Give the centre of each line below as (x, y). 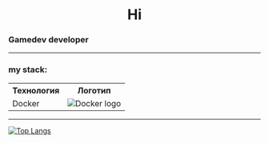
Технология (36, 90)
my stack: (28, 70)
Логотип (94, 90)
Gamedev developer (49, 40)
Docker (26, 103)
